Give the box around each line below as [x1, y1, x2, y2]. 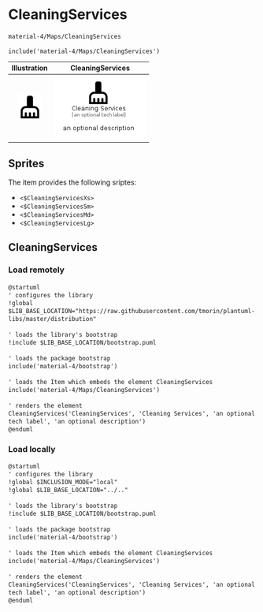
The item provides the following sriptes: [8, 177, 137, 187]
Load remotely [8, 264, 65, 275]
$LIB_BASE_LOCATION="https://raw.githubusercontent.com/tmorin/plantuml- [8, 307, 256, 315]
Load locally [8, 443, 56, 454]
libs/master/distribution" [8, 315, 97, 323]
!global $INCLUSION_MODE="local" [8, 478, 118, 486]
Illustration [11, 63, 49, 73]
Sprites [8, 156, 45, 170]
